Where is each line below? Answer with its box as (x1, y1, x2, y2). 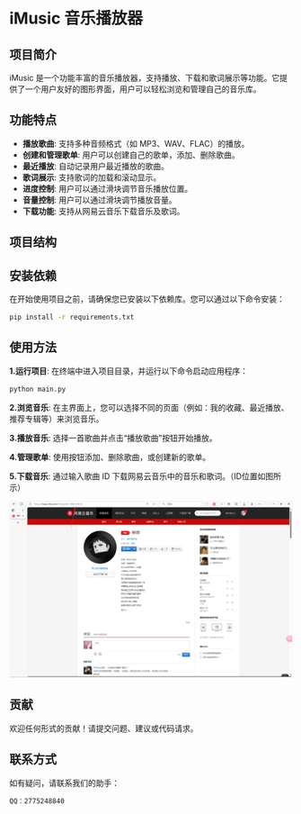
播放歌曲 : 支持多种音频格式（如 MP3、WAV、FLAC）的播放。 (22, 138, 250, 149)
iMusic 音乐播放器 (9, 8, 144, 29)
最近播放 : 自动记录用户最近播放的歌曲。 (22, 160, 169, 171)
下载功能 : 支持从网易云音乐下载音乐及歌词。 (22, 205, 185, 216)
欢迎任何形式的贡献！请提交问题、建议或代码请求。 (9, 722, 199, 734)
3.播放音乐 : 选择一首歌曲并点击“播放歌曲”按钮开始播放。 (9, 432, 217, 443)
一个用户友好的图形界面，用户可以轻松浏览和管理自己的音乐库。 (24, 84, 261, 95)
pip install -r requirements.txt (9, 312, 135, 322)
